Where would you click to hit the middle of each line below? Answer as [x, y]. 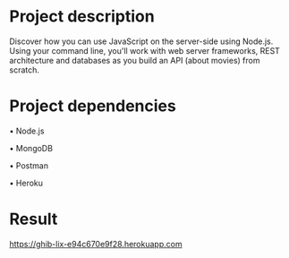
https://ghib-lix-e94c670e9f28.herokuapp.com [96, 244]
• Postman [29, 165]
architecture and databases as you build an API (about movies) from [135, 60]
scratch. [25, 70]
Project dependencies [93, 106]
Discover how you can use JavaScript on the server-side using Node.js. [141, 41]
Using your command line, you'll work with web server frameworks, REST [144, 50]
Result [34, 219]
